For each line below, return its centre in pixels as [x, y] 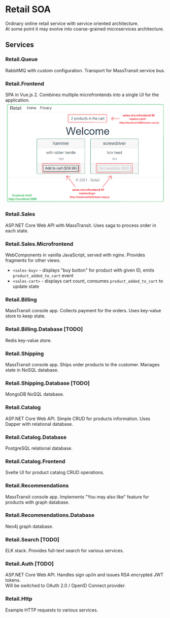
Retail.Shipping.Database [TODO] [47, 383]
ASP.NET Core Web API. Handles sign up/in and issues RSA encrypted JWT [84, 575]
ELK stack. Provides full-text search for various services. [65, 551]
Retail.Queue [22, 60]
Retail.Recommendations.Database [50, 515]
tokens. [13, 580]
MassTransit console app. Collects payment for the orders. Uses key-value [83, 311]
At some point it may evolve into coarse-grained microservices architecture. [85, 28]
